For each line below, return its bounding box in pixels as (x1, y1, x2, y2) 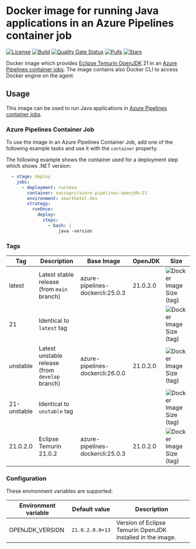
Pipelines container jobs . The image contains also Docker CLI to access (6, 65, 178, 72)
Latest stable (38, 270, 74, 278)
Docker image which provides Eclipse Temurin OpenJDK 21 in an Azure (6, 60, 177, 67)
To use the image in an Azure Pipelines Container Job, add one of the (6, 139, 173, 146)
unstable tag (38, 407, 73, 415)
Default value (72, 505, 110, 513)
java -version (58, 228, 93, 234)
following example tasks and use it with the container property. (6, 145, 158, 152)
